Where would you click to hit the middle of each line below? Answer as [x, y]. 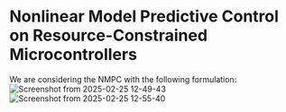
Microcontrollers [74, 55]
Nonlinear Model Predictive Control [144, 17]
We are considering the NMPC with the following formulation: [123, 79]
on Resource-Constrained [109, 35]
